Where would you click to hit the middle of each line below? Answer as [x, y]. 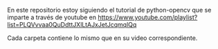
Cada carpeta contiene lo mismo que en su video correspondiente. [102, 38]
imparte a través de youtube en [52, 17]
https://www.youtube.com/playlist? [148, 17]
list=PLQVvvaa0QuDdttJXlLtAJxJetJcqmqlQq [72, 24]
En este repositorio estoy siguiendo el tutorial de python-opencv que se [109, 10]
